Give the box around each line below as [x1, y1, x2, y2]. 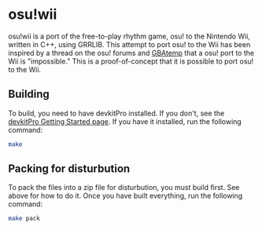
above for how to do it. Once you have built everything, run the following [8, 191, 243, 201]
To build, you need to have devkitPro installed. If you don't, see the [8, 108, 225, 118]
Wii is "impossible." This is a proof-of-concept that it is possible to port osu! [8, 57, 254, 66]
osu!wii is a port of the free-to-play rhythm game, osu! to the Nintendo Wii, [8, 31, 250, 41]
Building [8, 88, 50, 101]
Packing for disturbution [8, 162, 131, 176]
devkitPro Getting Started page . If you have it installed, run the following [8, 116, 242, 126]
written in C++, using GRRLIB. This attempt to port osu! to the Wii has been [8, 39, 251, 49]
